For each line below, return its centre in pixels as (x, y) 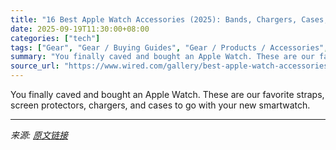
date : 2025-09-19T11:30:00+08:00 (80, 29)
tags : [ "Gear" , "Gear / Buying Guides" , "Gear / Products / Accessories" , (169, 47)
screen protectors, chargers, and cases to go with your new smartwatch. (160, 105)
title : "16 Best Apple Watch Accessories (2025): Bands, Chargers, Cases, (169, 19)
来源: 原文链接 (39, 135)
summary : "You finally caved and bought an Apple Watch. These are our (162, 57)
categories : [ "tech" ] (55, 38)
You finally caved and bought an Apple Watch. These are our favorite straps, (167, 94)
